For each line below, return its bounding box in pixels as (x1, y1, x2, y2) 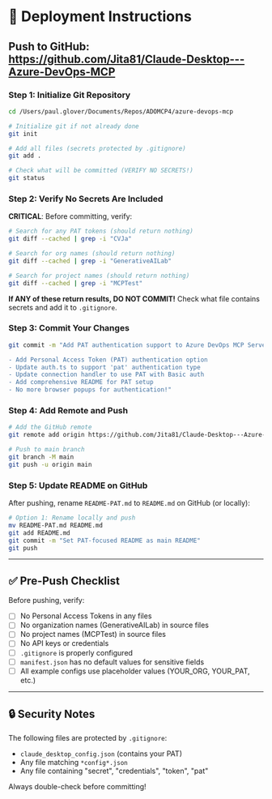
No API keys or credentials (19, 639, 109, 648)
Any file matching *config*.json (19, 757, 128, 767)
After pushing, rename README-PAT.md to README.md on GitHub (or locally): (8, 498, 251, 508)
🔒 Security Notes (8, 707, 96, 721)
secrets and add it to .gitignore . (8, 302, 117, 312)
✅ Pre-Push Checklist (8, 574, 120, 587)
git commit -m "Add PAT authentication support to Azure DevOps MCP (8, 340, 244, 349)
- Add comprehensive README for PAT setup (8, 378, 154, 387)
